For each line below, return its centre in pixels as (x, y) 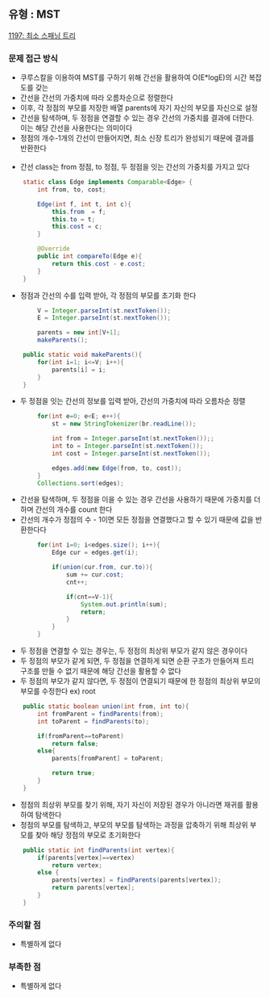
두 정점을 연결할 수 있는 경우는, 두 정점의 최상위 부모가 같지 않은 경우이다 (134, 651)
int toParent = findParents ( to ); (93, 721)
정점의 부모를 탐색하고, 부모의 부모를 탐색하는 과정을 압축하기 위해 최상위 (134, 824)
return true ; (73, 774)
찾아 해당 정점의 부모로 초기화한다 (88, 835)
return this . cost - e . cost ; (99, 264)
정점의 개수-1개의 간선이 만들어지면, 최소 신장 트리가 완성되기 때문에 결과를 (137, 138)
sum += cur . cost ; (95, 575)
